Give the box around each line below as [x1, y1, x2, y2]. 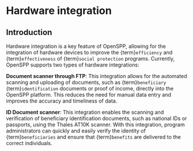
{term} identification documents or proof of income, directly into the [6, 85, 174, 92]
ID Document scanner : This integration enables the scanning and [6, 109, 164, 115]
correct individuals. [6, 140, 53, 146]
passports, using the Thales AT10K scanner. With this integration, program [6, 121, 185, 128]
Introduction [6, 27, 53, 37]
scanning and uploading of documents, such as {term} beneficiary [6, 79, 167, 86]
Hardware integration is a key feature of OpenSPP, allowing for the [6, 43, 166, 50]
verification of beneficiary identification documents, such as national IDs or [6, 115, 187, 122]
